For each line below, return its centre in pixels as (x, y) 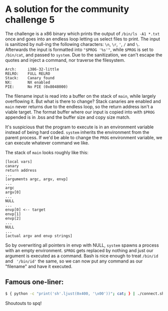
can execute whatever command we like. (47, 143)
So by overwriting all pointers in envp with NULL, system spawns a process (82, 245)
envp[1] (13, 214)
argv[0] (13, 192)
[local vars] (19, 161)
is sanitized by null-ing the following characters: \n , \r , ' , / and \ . (72, 44)
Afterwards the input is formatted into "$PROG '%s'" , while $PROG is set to (79, 49)
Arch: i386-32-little (32, 69)
